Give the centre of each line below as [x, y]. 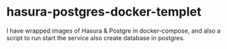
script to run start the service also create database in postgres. [96, 37]
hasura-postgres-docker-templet [104, 12]
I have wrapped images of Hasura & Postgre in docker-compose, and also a [113, 31]
